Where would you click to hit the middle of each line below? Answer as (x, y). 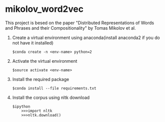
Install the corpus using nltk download (51, 97)
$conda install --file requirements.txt (54, 88)
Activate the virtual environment (45, 61)
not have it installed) (33, 42)
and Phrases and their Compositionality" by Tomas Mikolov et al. (71, 28)
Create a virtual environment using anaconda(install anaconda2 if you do (86, 38)
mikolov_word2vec (44, 9)
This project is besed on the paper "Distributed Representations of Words (80, 23)
